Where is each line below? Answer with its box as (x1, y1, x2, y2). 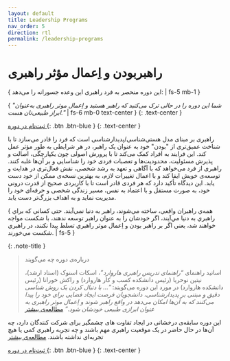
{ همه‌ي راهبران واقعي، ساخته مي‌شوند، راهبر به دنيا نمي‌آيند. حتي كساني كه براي (8, 207, 214, 215)
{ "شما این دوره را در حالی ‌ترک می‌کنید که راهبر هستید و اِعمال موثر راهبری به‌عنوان (8, 101, 222, 110)
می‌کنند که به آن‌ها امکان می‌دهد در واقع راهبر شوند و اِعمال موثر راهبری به (24, 298, 214, 306)
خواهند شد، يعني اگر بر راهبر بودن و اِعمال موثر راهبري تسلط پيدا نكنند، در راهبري (8, 221, 216, 230)
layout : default (8, 10, 54, 17)
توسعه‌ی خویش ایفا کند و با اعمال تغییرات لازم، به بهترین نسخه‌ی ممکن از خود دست (8, 172, 220, 180)
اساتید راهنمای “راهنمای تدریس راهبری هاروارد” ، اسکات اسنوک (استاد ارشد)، (24, 268, 222, 277)
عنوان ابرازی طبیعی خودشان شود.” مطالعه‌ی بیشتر (24, 305, 155, 313)
